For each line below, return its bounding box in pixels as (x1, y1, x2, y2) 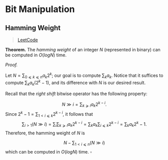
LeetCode (17, 37, 38, 43)
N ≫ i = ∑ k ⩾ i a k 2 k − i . (62, 100, 107, 109)
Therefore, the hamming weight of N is (5, 130, 85, 136)
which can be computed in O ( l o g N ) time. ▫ (5, 149, 92, 155)
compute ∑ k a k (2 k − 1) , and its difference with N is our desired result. (5, 79, 146, 87)
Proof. (5, 62, 18, 67)
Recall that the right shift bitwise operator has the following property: (5, 91, 147, 97)
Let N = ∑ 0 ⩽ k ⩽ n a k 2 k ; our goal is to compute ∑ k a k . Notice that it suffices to (5, 71, 163, 79)
